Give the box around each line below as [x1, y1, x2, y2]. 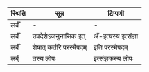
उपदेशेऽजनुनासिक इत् [32, 32, 86, 40]
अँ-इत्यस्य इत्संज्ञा [93, 32, 139, 40]
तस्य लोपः [32, 54, 57, 63]
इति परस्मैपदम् [93, 43, 128, 52]
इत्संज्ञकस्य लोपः [93, 54, 134, 63]
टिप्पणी [107, 9, 125, 18]
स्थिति [10, 9, 26, 18]
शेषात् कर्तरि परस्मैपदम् [32, 43, 87, 52]
